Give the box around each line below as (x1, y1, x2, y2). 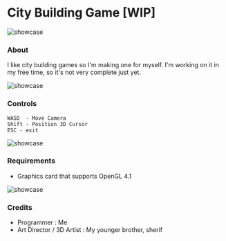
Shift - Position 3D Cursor (7, 120, 88, 127)
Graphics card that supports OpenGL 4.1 (17, 172, 132, 180)
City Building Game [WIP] (7, 5, 156, 21)
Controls (7, 99, 37, 109)
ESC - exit (7, 127, 39, 134)
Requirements (7, 156, 56, 166)
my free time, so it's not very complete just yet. (7, 68, 142, 77)
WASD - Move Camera (7, 114, 67, 122)
